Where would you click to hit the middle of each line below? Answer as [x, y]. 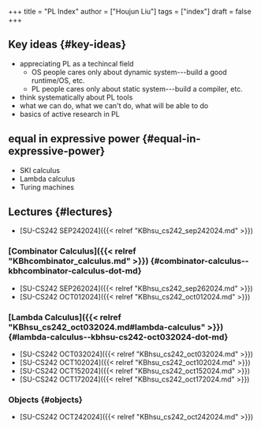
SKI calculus [40, 170]
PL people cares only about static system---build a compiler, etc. [137, 88]
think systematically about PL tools [76, 97]
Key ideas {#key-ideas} [67, 45]
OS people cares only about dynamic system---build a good [129, 72]
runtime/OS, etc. [58, 80]
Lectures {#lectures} [60, 212]
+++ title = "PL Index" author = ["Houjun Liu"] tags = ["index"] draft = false [130, 11]
